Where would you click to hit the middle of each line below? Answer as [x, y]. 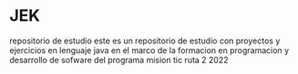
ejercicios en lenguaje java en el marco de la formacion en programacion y [149, 50]
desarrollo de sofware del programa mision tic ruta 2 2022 [119, 60]
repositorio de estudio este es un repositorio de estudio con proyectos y [145, 41]
